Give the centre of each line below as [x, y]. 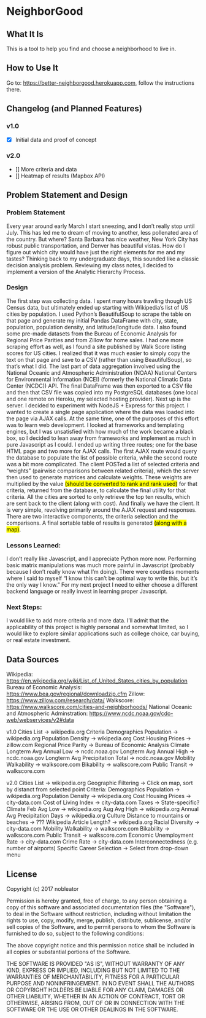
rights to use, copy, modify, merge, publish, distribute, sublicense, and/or [99, 920]
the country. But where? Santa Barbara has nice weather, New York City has [102, 239]
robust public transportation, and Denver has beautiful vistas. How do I [96, 245]
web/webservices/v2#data [40, 720]
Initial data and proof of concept [56, 139]
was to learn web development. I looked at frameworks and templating [95, 425]
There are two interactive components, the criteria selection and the [92, 516]
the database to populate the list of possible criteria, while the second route [102, 457]
